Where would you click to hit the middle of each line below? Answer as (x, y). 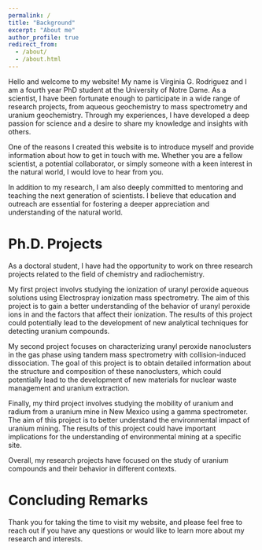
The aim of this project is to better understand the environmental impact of (129, 420)
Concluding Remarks (78, 500)
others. (20, 131)
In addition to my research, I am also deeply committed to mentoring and (126, 187)
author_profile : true (44, 37)
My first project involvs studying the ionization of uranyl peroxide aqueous (129, 289)
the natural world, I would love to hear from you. (86, 172)
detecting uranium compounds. (59, 331)
